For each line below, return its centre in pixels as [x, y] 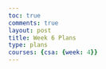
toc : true [25, 15]
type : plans [28, 45]
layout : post [30, 30]
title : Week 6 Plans [43, 38]
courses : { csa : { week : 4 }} [53, 52]
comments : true [33, 23]
